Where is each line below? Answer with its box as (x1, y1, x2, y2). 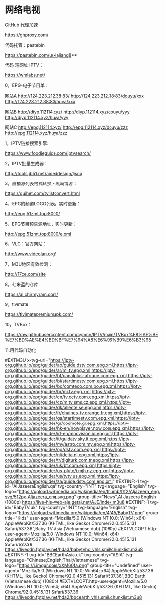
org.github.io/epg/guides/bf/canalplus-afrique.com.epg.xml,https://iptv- (5, 372, 153, 378)
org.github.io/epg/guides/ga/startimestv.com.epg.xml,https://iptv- (5, 415, 140, 421)
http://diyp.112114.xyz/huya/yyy (5, 114, 69, 120)
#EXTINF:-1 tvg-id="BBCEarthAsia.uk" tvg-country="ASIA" (5, 551, 125, 558)
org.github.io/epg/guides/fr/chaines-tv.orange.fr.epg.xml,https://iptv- (5, 410, 147, 416)
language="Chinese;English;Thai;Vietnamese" (5, 557, 99, 563)
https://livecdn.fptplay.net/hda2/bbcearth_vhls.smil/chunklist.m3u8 (5, 594, 142, 600)
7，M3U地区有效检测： (5, 261, 53, 267)
